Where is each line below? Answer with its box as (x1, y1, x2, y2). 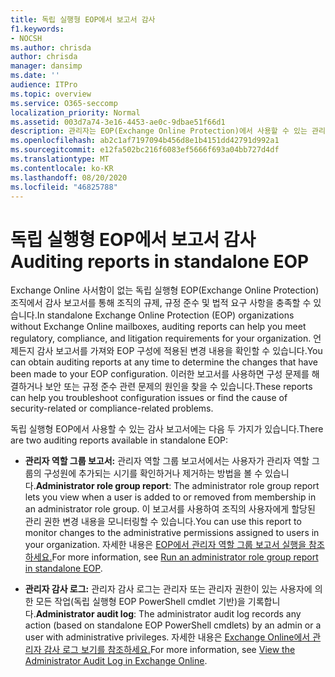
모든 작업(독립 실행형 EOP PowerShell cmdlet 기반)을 (35, 596, 246, 608)
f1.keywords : (10, 24, 65, 34)
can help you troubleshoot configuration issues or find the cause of (10, 392, 288, 404)
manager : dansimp (10, 61, 83, 71)
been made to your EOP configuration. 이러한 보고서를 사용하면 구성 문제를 (10, 368, 310, 380)
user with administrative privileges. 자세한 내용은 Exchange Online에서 (24, 631, 311, 643)
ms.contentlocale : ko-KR (10, 163, 114, 173)
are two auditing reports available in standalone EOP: (10, 434, 229, 446)
